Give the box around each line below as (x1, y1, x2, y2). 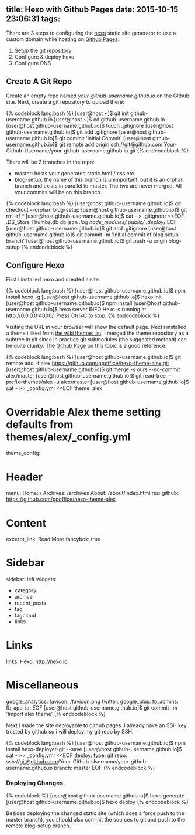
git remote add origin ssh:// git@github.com (59, 141, 163, 148)
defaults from (6, 417, 74, 431)
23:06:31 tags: (6, 14, 61, 24)
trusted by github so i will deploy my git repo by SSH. (6, 728, 134, 735)
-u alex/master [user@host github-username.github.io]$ (54, 378, 189, 386)
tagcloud (14, 612, 36, 619)
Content (6, 516, 47, 529)
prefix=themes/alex (6, 378, 53, 386)
